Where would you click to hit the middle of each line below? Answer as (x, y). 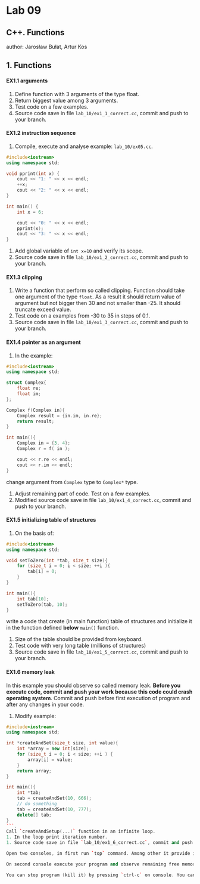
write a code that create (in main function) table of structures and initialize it (99, 621)
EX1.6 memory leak (31, 672)
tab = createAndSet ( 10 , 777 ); (54, 809)
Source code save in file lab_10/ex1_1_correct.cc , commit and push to (101, 113)
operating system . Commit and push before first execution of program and (98, 698)
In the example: (34, 355)
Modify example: (35, 716)
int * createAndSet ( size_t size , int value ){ (62, 743)
